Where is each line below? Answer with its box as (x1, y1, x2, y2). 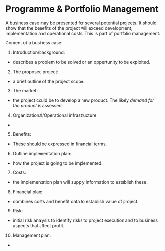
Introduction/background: (12, 49, 65, 55)
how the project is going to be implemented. (12, 160, 103, 166)
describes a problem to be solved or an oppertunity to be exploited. (12, 59, 150, 65)
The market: (12, 87, 38, 93)
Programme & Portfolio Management (5, 3, 159, 15)
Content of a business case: (5, 40, 63, 45)
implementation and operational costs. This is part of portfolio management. (5, 30, 161, 36)
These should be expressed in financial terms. (12, 141, 107, 147)
